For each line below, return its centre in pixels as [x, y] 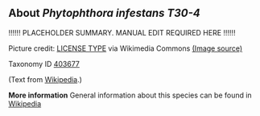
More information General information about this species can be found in [130, 95]
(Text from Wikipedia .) [45, 79]
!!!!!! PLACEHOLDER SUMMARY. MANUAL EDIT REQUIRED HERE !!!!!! [122, 32]
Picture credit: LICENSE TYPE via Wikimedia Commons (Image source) [126, 48]
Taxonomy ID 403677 [44, 64]
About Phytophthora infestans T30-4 [104, 13]
